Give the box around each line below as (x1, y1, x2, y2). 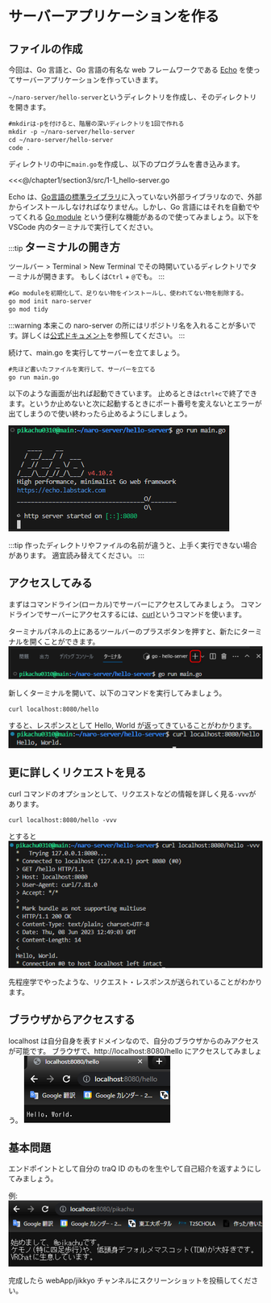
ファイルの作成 (8, 42, 83, 56)
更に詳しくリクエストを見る (8, 766, 147, 779)
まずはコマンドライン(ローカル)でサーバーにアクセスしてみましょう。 (8, 599, 240, 609)
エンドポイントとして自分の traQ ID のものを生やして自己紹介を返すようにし (8, 1163, 262, 1174)
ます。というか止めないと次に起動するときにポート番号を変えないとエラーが (8, 399, 262, 408)
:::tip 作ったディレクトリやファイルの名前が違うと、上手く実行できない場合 (8, 541, 258, 549)
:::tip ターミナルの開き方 (8, 240, 121, 254)
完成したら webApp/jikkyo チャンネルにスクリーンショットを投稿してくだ (8, 1276, 252, 1285)
